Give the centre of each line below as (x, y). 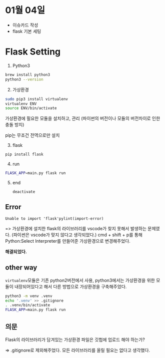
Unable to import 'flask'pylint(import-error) (54, 218)
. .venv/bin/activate (28, 305)
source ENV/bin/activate (31, 108)
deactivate (24, 192)
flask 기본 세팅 (27, 31)
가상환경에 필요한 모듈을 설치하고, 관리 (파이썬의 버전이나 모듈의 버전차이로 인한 (83, 118)
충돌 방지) (15, 125)
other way (21, 268)
